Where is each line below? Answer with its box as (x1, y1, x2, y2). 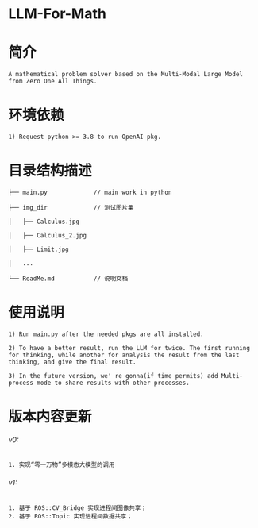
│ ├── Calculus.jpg (8, 218, 80, 225)
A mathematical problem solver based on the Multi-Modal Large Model (8, 71, 244, 79)
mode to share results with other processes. (37, 379, 191, 387)
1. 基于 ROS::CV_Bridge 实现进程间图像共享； (8, 503, 147, 512)
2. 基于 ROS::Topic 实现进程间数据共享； (8, 512, 133, 520)
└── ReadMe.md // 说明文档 (8, 275, 129, 283)
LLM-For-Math (8, 5, 107, 23)
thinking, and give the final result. (8, 358, 137, 366)
